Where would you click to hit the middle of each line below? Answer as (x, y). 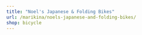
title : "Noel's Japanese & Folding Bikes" (60, 12)
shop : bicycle (24, 23)
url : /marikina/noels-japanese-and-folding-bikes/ (71, 17)
